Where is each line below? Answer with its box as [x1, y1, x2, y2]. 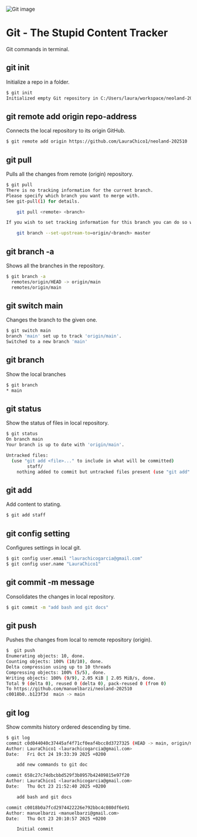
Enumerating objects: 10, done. [6, 653, 85, 659]
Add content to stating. [6, 501, 62, 508]
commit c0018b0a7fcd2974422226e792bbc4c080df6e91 [6, 805, 130, 810]
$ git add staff [6, 512, 46, 518]
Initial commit [16, 826, 54, 832]
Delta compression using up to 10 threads [6, 664, 111, 670]
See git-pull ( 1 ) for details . [6, 198, 80, 204]
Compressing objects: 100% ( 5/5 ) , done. [6, 669, 107, 676]
